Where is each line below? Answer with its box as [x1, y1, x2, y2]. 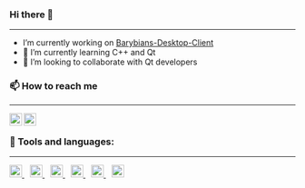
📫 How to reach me [9, 80, 98, 93]
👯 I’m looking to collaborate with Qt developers [22, 56, 198, 67]
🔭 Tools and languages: [9, 135, 115, 148]
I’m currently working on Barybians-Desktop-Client [22, 37, 214, 48]
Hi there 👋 [9, 8, 54, 21]
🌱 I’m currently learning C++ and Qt [22, 47, 156, 58]
